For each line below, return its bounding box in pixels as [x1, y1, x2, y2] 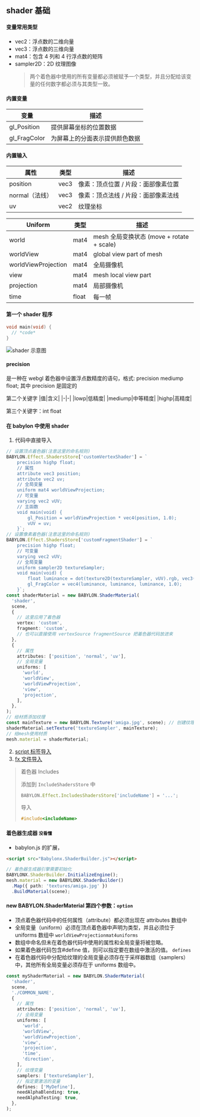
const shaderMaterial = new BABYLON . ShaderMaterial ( [6, 592, 140, 598]
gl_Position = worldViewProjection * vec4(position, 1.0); [27, 514, 177, 521]
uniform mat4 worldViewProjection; [17, 487, 105, 493]
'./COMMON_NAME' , [11, 990, 55, 996]
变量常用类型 [6, 23, 37, 30]
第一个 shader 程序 [6, 310, 53, 317]
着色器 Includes [20, 767, 60, 775]
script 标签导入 [14, 748, 52, 755]
